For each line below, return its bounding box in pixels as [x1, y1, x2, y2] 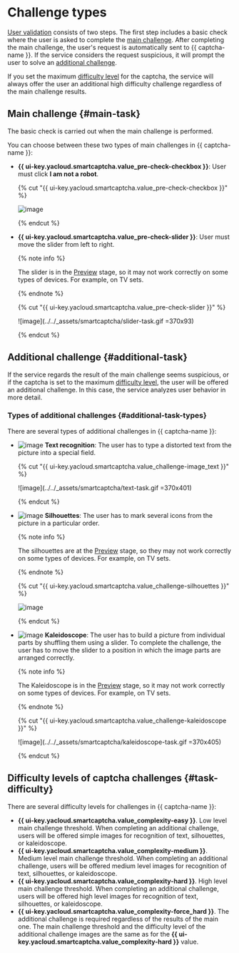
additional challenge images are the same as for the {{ [17, 929, 178, 938]
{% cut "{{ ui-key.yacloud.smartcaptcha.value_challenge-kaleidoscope [17, 716, 227, 725]
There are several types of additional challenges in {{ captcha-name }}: [7, 427, 217, 435]
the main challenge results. [7, 87, 87, 96]
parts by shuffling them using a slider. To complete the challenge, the [17, 638, 221, 646]
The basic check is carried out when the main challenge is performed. [7, 126, 214, 136]
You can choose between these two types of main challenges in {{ [7, 141, 203, 149]
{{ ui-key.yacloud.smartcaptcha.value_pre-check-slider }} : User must [17, 233, 230, 241]
